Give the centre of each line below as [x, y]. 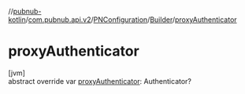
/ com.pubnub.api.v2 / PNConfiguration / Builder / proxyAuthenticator [132, 20]
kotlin [17, 20]
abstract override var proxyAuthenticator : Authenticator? [100, 81]
